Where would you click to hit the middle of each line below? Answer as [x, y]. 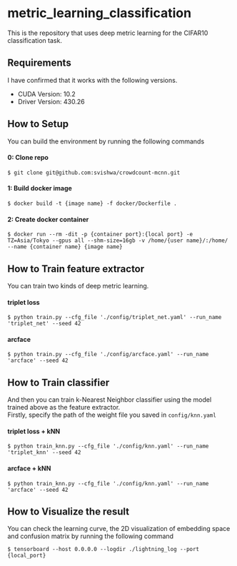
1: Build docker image [40, 188]
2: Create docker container [48, 219]
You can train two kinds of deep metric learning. [78, 285]
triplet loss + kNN [34, 431]
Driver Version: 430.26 [51, 101]
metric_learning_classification [99, 13]
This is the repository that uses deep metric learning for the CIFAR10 [108, 33]
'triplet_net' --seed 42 [44, 324]
